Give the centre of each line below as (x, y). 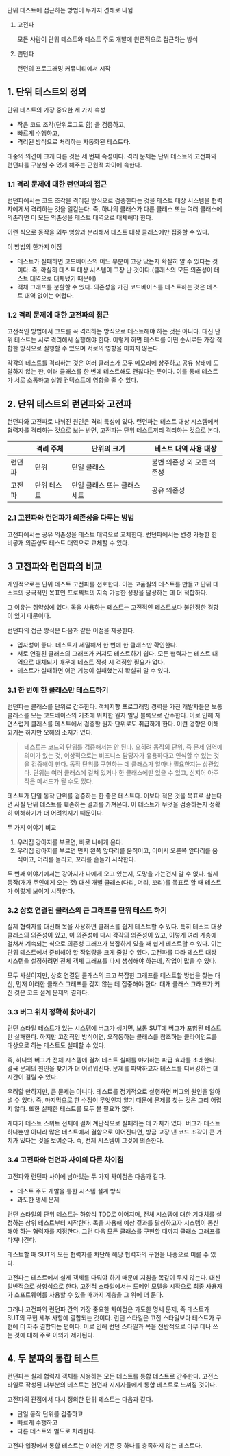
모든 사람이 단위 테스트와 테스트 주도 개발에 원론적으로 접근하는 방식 (107, 39)
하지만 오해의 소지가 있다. (59, 732)
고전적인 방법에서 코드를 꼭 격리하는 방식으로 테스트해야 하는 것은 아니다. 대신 (110, 331)
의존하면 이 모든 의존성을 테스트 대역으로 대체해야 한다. (80, 217)
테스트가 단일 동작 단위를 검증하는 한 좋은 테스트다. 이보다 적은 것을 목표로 (105, 796)
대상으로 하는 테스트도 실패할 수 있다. (56, 1045)
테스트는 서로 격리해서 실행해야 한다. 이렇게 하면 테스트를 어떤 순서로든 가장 (115, 340)
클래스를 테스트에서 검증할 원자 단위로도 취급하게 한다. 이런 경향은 (118, 724)
